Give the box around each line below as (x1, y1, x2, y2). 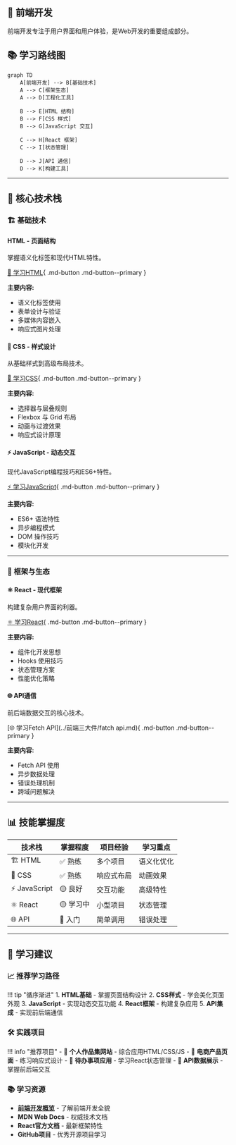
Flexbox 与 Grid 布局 (17, 413, 77, 422)
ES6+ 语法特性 (17, 514, 60, 523)
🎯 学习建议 (7, 948, 53, 960)
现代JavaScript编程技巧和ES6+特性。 (7, 467, 116, 476)
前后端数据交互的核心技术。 (7, 708, 88, 717)
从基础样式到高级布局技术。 (7, 359, 88, 368)
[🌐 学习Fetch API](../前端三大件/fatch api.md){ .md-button (7, 723, 175, 732)
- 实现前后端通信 (15, 1008, 63, 1017)
